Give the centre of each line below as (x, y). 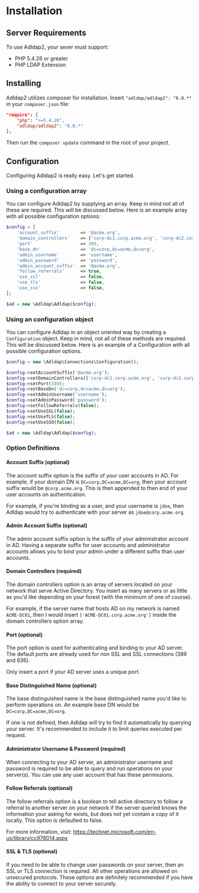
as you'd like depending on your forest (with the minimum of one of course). (99, 597)
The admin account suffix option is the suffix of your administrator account (97, 539)
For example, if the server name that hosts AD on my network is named (93, 608)
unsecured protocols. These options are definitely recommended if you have (100, 878)
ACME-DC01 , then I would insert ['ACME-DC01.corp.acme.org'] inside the (91, 615)
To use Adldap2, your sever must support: (57, 47)
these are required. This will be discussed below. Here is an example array (97, 210)
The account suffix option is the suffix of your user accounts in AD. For (92, 475)
